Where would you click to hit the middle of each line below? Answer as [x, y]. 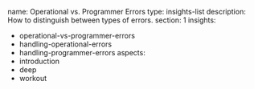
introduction [39, 61]
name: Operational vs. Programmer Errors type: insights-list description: [127, 12]
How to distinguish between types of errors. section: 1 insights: [112, 20]
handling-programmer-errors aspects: [82, 53]
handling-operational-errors [66, 44]
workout [33, 78]
